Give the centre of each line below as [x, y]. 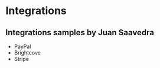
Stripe [21, 59]
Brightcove [27, 53]
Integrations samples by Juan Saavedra [80, 33]
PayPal [22, 46]
